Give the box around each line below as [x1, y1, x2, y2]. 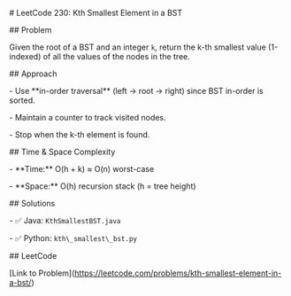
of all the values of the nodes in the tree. [42, 51, 190, 61]
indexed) [9, 51, 42, 61]
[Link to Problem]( [9, 268, 75, 278]
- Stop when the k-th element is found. [9, 129, 150, 140]
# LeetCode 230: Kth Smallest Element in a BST [9, 8, 183, 18]
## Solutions [9, 199, 56, 208]
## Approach [9, 68, 57, 79]
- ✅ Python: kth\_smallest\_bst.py [9, 233, 138, 243]
